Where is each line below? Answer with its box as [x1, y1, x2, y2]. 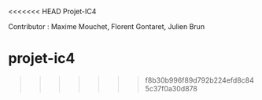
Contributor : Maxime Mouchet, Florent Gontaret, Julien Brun [8, 22, 205, 31]
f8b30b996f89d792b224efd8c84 [145, 75, 254, 85]
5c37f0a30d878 [145, 83, 198, 93]
